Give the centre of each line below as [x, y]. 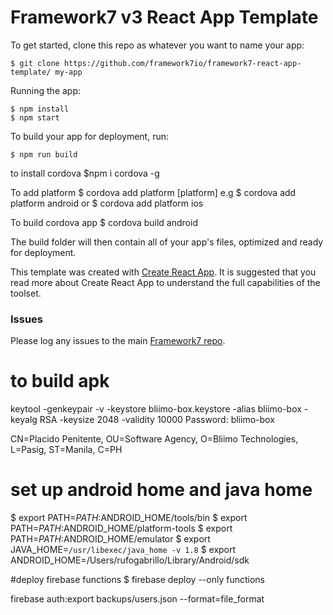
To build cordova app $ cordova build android [104, 222]
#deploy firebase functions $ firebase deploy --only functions [137, 580]
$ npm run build [44, 154]
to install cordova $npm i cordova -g [85, 173]
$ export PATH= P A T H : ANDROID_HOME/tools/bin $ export [129, 518]
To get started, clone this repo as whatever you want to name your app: [157, 45]
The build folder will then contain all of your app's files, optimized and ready [167, 242]
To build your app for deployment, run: [89, 136]
